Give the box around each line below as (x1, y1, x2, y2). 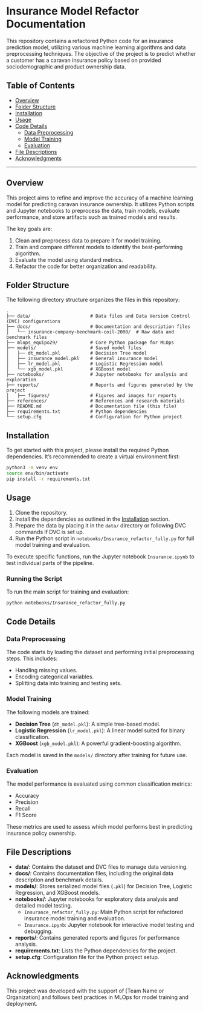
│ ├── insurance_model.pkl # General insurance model (6, 356, 158, 362)
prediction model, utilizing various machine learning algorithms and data (6, 44, 186, 51)
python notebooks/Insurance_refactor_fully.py (6, 600, 126, 606)
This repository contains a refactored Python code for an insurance (6, 37, 174, 44)
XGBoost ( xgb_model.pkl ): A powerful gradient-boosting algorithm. (14, 740, 182, 747)
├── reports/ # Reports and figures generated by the (6, 382, 193, 389)
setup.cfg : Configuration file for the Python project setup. (14, 953, 159, 960)
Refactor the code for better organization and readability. (14, 262, 157, 270)
